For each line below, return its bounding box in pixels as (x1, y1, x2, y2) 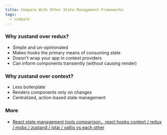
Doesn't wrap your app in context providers (12, 55, 102, 61)
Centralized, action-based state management (12, 94, 106, 100)
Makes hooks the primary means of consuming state (12, 49, 121, 55)
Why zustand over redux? (5, 33, 69, 40)
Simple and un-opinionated (12, 44, 68, 50)
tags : (5, 12, 16, 17)
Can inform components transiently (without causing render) (12, 60, 137, 66)
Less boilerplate (12, 84, 46, 90)
